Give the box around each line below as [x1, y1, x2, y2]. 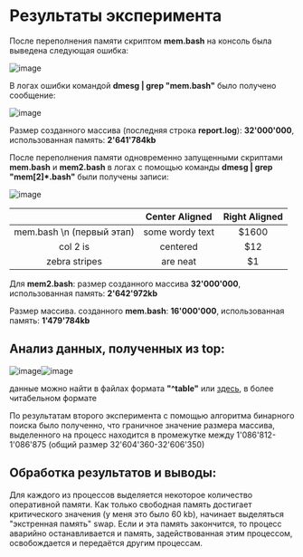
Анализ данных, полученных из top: [9, 341, 225, 357]
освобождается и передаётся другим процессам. [9, 537, 204, 548]
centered [159, 240, 199, 253]
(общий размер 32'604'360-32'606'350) [48, 438, 205, 449]
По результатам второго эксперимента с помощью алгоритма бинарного [9, 409, 295, 421]
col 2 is [58, 240, 90, 253]
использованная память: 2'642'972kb [9, 287, 158, 299]
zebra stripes [46, 254, 102, 267]
